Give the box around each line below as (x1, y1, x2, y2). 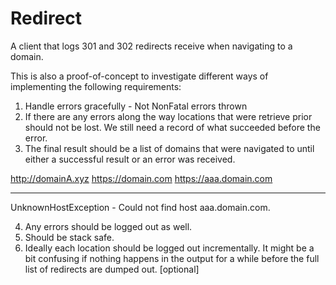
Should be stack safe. (24, 231, 115, 243)
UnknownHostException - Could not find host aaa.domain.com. (10, 201, 271, 213)
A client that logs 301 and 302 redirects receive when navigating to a (10, 40, 293, 52)
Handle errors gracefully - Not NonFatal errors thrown (24, 100, 248, 112)
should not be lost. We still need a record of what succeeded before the (24, 121, 321, 133)
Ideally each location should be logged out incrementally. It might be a (24, 242, 315, 254)
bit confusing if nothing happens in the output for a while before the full (24, 252, 320, 264)
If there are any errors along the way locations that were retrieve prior (24, 110, 313, 122)
